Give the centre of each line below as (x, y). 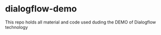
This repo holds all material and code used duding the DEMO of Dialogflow (80, 22)
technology (16, 27)
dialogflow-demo (41, 9)
